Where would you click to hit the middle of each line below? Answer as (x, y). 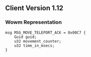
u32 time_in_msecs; (34, 46)
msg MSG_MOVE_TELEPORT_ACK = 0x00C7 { (45, 32)
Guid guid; (25, 37)
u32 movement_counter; (38, 41)
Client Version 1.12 (34, 8)
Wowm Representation (33, 22)
